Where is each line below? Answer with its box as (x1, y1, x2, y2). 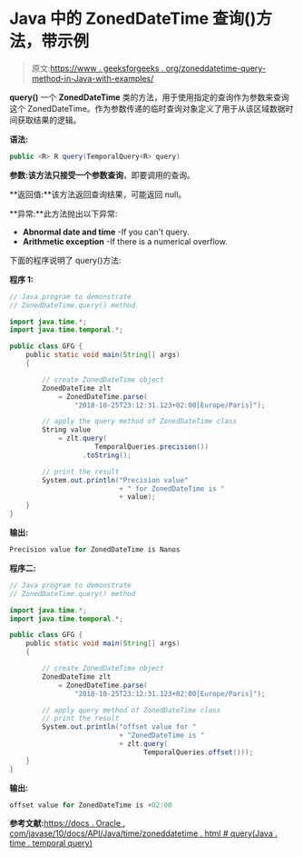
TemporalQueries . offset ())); (143, 747, 254, 757)
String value (42, 425, 92, 434)
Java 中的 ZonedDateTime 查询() (9, 8, 257, 29)
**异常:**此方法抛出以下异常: (9, 208, 118, 219)
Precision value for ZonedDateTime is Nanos (9, 545, 181, 554)
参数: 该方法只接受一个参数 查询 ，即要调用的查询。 (9, 169, 195, 180)
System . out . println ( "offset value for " (42, 722, 197, 732)
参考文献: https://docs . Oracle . (9, 818, 125, 829)
